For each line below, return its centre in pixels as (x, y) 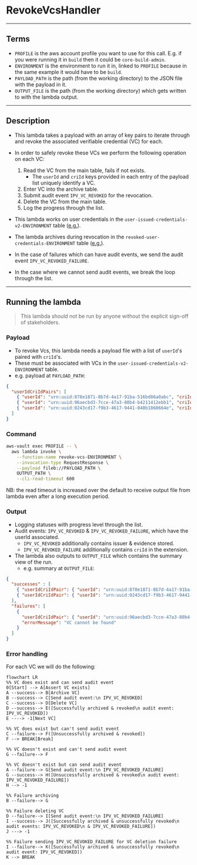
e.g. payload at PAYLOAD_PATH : (50, 375)
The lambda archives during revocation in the (69, 237)
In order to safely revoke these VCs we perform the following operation (100, 153)
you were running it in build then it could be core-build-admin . (90, 59)
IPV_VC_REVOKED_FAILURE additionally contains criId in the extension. (106, 549)
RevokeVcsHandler (53, 10)
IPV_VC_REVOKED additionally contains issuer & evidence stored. (99, 543)
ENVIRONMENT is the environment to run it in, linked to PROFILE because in (101, 66)
